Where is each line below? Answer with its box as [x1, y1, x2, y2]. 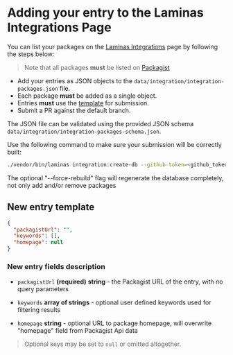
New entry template [7, 201, 95, 213]
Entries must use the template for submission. [17, 98, 149, 107]
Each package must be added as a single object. [17, 92, 157, 100]
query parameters [17, 285, 69, 293]
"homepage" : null [13, 239, 64, 246]
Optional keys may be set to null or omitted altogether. [24, 340, 182, 348]
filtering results [17, 306, 61, 314]
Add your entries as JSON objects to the [17, 76, 133, 85]
